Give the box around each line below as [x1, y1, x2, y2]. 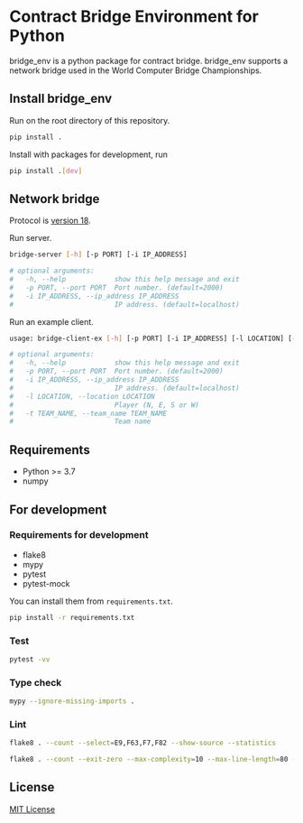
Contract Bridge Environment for [9, 6, 259, 27]
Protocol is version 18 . [9, 215, 92, 227]
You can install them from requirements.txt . [9, 596, 174, 606]
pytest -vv [9, 654, 50, 664]
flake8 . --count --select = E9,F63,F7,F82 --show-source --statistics [9, 738, 277, 748]
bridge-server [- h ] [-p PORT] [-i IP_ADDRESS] [9, 250, 188, 259]
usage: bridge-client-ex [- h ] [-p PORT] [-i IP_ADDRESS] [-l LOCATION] [9, 334, 284, 343]
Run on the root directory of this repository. [9, 115, 170, 125]
